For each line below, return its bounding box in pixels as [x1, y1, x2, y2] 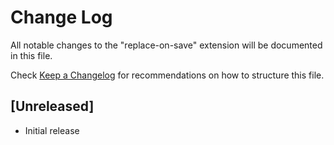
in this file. [10, 49, 53, 61]
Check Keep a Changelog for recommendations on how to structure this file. [10, 69, 325, 81]
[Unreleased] [10, 98, 95, 115]
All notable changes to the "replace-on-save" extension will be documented [10, 39, 323, 51]
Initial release [24, 124, 80, 136]
